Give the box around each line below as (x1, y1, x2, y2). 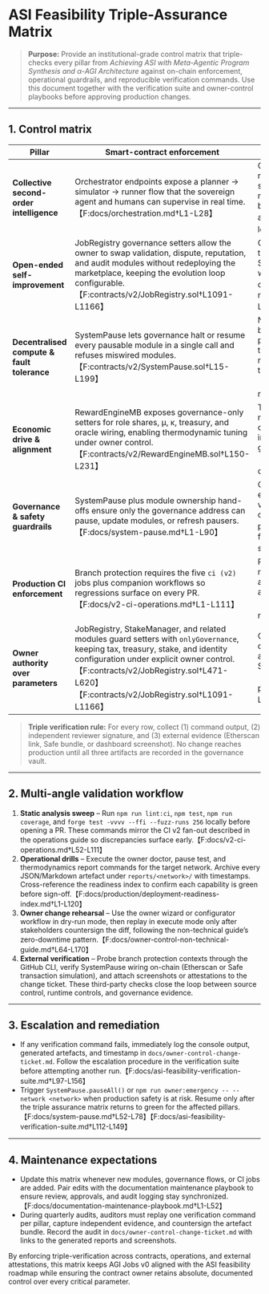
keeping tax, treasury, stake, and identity (74, 643, 228, 655)
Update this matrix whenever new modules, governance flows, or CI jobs (19, 1174, 260, 1184)
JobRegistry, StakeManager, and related (74, 623, 227, 635)
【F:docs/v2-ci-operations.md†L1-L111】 (74, 598, 239, 610)
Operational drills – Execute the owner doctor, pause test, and (19, 854, 227, 863)
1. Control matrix (8, 123, 92, 136)
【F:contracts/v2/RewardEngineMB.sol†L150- (74, 448, 251, 459)
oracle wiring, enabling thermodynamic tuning (74, 427, 248, 438)
